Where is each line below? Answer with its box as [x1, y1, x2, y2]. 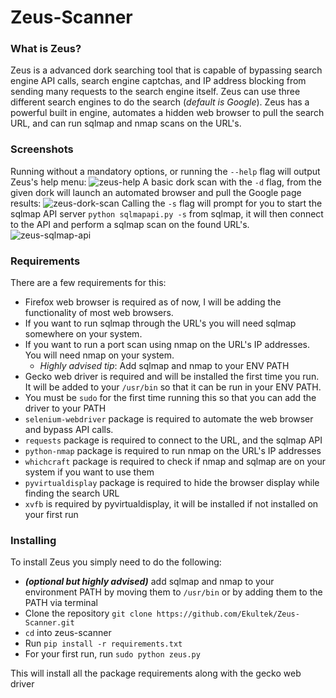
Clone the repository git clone [24, 607, 153, 620]
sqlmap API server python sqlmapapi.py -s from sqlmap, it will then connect [10, 207, 324, 220]
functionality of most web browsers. [24, 307, 174, 319]
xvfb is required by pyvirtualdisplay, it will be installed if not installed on [24, 498, 319, 510]
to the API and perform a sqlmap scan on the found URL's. [10, 218, 250, 230]
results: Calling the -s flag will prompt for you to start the [10, 197, 323, 209]
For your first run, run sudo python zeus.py [24, 648, 201, 660]
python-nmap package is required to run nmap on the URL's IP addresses [24, 445, 322, 457]
